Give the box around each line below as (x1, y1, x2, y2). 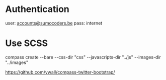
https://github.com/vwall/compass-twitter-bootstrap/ (5, 69, 115, 75)
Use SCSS (5, 37, 48, 49)
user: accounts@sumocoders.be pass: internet (5, 20, 103, 26)
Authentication (5, 3, 69, 15)
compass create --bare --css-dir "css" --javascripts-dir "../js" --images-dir (5, 54, 161, 60)
